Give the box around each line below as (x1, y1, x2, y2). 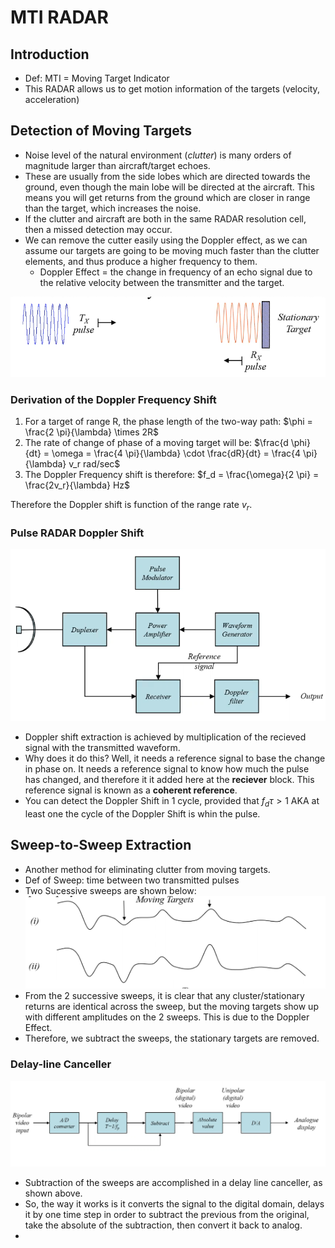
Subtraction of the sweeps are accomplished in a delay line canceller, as (24, 1177, 323, 1189)
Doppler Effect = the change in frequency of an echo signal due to (39, 266, 313, 278)
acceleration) (24, 94, 80, 105)
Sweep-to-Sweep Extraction (10, 837, 192, 854)
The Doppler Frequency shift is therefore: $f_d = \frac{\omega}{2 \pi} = (24, 468, 320, 480)
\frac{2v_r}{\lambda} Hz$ (24, 479, 131, 491)
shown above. (24, 1187, 83, 1200)
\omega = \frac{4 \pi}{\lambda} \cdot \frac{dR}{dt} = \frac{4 (51, 447, 302, 459)
